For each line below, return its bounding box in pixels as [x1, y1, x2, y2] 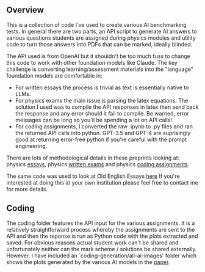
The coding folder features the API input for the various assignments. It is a [6, 219, 195, 227]
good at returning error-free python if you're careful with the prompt [15, 136, 187, 143]
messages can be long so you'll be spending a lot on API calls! [15, 116, 173, 123]
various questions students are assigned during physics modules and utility [6, 34, 196, 42]
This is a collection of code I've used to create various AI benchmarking [6, 21, 187, 28]
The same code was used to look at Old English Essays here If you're [6, 172, 180, 180]
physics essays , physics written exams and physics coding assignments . [6, 160, 190, 167]
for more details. [6, 185, 48, 193]
